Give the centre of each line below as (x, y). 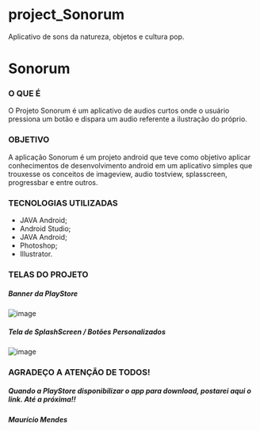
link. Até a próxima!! (42, 399)
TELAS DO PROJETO (48, 274)
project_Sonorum (67, 15)
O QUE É (25, 94)
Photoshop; (38, 246)
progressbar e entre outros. (53, 182)
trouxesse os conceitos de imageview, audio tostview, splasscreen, (118, 174)
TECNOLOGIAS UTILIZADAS (63, 202)
